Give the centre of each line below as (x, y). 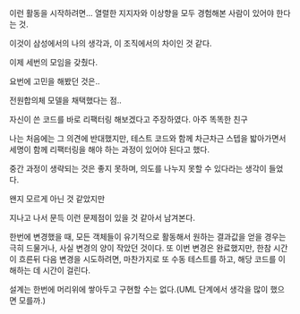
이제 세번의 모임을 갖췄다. (54, 62)
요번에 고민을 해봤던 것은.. (55, 81)
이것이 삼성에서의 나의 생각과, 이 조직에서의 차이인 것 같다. (111, 43)
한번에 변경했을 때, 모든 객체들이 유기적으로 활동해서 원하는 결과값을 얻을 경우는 (148, 237)
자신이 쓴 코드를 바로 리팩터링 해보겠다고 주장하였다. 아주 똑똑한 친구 (129, 119)
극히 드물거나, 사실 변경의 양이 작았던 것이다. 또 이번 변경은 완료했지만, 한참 (140, 248)
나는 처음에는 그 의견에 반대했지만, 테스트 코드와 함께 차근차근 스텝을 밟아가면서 (148, 138)
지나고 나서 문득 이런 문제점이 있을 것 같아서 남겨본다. (102, 218)
